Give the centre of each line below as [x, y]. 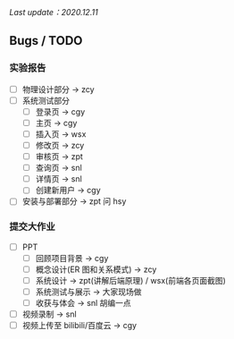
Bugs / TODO [46, 41]
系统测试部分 [46, 100]
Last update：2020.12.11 [54, 12]
